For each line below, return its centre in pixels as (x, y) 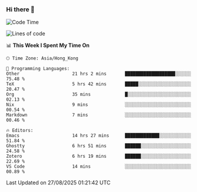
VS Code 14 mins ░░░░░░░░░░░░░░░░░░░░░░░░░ (99, 167)
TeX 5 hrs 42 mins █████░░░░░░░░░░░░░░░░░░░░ (99, 84)
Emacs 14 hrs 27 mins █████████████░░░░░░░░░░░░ (99, 136)
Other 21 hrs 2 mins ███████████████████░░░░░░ (99, 74)
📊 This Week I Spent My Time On (48, 45)
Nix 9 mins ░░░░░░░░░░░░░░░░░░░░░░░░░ (99, 105)
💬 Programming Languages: (38, 69)
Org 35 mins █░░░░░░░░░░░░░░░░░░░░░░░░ (99, 95)
